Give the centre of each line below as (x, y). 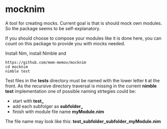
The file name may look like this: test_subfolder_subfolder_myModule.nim (83, 121)
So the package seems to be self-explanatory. (53, 28)
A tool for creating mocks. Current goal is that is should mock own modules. (83, 23)
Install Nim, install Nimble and (36, 53)
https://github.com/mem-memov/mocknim (46, 62)
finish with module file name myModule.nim (58, 111)
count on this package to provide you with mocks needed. (65, 43)
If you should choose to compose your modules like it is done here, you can (83, 38)
